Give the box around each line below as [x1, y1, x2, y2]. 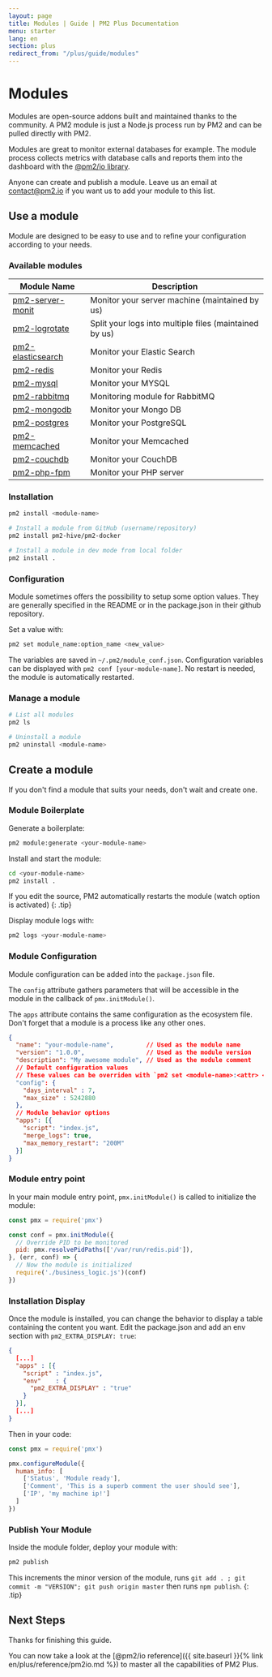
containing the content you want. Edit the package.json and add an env [8, 1322, 246, 1332]
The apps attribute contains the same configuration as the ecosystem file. [8, 1009, 253, 1019]
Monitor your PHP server [90, 467, 185, 479]
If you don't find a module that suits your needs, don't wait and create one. [8, 785, 257, 794]
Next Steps [8, 1614, 66, 1628]
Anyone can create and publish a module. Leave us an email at [8, 177, 218, 187]
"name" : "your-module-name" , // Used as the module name [15, 1041, 241, 1049]
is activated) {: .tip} [8, 900, 72, 909]
